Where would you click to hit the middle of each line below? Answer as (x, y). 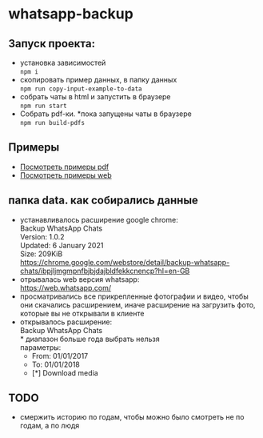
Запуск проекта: (52, 44)
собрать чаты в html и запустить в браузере (95, 96)
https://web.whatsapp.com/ (66, 287)
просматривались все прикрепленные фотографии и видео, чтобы (134, 296)
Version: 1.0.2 (42, 236)
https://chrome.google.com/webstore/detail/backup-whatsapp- (125, 262)
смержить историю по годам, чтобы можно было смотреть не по (132, 417)
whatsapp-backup (71, 14)
